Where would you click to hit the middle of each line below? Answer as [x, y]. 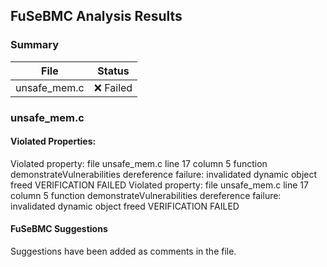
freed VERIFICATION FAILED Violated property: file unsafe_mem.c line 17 [159, 185]
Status [113, 71]
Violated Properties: [53, 141]
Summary [35, 45]
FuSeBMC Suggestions [59, 229]
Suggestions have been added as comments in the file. [123, 251]
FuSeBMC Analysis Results [96, 16]
